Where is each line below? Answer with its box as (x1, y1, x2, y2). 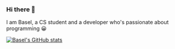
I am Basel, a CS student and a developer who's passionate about (6, 19, 169, 26)
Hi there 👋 (6, 5, 36, 14)
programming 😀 (6, 25, 47, 32)
